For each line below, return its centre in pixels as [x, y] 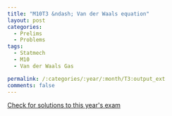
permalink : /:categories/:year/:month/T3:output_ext [86, 79]
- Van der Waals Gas [44, 66]
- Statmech [30, 53]
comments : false [31, 85]
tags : [15, 46]
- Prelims [28, 33]
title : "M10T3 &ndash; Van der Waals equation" [79, 14]
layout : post [26, 20]
